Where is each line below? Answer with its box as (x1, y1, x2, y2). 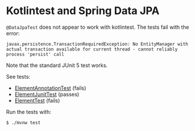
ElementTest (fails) (14, 97, 60, 104)
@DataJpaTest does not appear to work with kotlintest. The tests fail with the (6, 23, 190, 31)
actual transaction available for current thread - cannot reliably (6, 46, 178, 52)
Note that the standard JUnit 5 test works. (6, 62, 108, 69)
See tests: (6, 73, 31, 80)
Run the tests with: (6, 108, 51, 115)
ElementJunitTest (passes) (14, 90, 80, 98)
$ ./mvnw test (6, 119, 41, 126)
